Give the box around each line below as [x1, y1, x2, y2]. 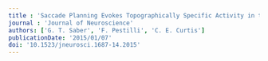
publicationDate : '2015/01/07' [8, 33, 112, 42]
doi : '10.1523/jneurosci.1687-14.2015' [8, 41, 141, 49]
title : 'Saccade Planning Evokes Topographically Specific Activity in [8, 11, 255, 20]
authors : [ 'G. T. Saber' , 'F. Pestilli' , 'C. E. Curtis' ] [8, 26, 205, 34]
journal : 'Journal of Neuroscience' [8, 19, 134, 27]
